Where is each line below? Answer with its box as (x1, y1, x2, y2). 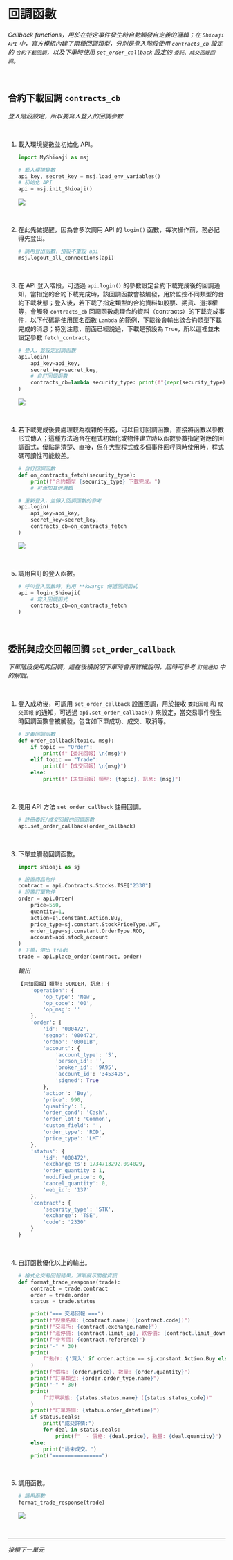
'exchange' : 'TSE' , (43, 1212, 99, 1219)
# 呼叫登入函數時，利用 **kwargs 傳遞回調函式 (17, 583, 138, 590)
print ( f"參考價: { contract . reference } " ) (30, 1336, 146, 1343)
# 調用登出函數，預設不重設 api (17, 248, 99, 255)
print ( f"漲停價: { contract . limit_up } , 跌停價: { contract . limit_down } (30, 1329, 229, 1337)
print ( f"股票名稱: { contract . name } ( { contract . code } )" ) (30, 1317, 191, 1324)
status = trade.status (30, 1298, 96, 1305)
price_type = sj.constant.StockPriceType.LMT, (30, 921, 161, 928)
